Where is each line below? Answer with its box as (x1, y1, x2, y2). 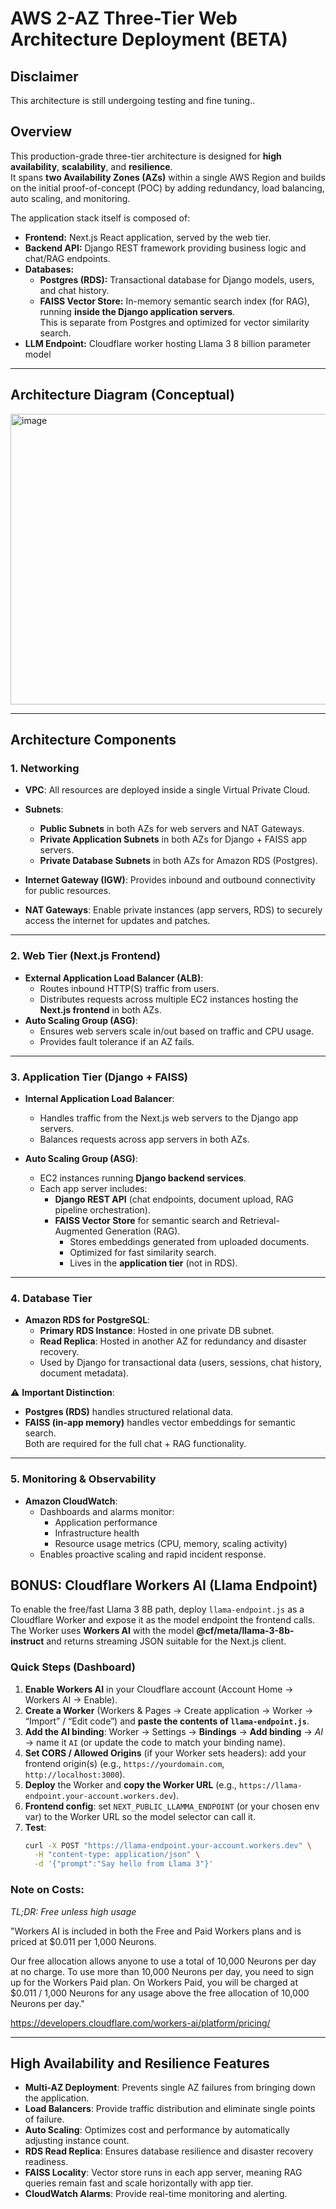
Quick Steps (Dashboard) (10, 1660, 136, 1674)
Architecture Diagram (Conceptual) (10, 387, 235, 404)
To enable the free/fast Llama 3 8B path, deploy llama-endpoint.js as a (10, 1603, 305, 1616)
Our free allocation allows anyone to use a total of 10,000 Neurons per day (10, 1955, 317, 1967)
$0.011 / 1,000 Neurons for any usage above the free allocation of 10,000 (10, 1987, 310, 1999)
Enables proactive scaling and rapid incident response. (39, 1548, 267, 1560)
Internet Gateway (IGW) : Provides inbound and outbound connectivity (24, 874, 316, 886)
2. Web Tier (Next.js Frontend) (10, 949, 161, 963)
